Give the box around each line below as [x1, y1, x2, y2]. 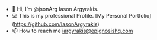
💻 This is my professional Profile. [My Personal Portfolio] [11, 12, 152, 19]
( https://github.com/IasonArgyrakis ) [11, 21, 100, 28]
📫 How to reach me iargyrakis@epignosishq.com [11, 27, 133, 34]
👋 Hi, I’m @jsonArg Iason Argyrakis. [11, 6, 99, 12]
